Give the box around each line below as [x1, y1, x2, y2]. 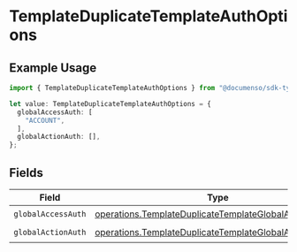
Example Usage [9, 60, 97, 75]
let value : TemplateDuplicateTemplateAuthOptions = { [9, 99, 212, 108]
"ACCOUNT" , [25, 116, 65, 125]
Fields [9, 165, 44, 180]
